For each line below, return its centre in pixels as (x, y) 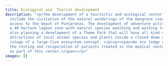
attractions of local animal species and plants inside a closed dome (85, 38)
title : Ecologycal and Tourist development (52, 10)
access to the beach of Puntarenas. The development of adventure (80, 24)
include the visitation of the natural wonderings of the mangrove (81, 19)
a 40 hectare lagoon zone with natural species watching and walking (83, 28)
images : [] (16, 56)
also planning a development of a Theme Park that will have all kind (85, 33)
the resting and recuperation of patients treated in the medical (80, 47)
